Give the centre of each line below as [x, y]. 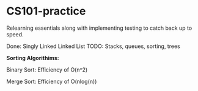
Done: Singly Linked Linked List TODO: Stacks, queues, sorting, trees [93, 46]
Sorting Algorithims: [33, 58]
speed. [15, 34]
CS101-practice [46, 11]
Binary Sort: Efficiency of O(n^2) [47, 69]
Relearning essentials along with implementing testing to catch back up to [99, 28]
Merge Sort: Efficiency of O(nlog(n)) [52, 81]
